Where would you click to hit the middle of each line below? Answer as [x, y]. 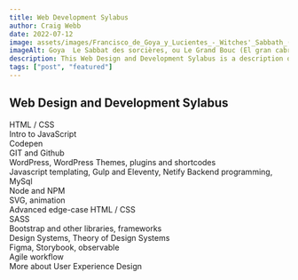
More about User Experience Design [76, 266]
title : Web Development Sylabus [69, 17]
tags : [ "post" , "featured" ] [61, 68]
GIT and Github [37, 153]
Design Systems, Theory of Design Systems [90, 237]
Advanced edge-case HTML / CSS [72, 209]
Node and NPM [37, 190]
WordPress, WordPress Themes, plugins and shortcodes [113, 162]
